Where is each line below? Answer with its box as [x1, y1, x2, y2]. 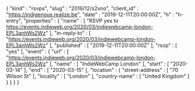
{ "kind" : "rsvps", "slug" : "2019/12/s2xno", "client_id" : [6, 5, 139, 12]
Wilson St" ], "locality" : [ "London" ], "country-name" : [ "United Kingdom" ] [6, 72, 190, 79]
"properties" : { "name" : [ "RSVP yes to [23, 17, 119, 24]
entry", [6, 17, 22, 24]
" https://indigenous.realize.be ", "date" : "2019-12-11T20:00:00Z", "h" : [6, 11, 174, 18]
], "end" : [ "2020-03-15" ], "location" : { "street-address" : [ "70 [24, 67, 179, 73]
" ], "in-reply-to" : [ [46, 30, 91, 37]
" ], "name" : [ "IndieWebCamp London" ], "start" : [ [46, 60, 169, 67]
